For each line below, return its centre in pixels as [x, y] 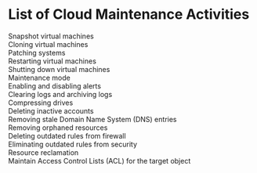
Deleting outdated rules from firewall [67, 135]
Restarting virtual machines [52, 61]
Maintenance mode [39, 77]
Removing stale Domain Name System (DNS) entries [92, 119]
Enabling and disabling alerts [55, 86]
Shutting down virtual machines [59, 69]
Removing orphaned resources [58, 128]
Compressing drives [41, 103]
